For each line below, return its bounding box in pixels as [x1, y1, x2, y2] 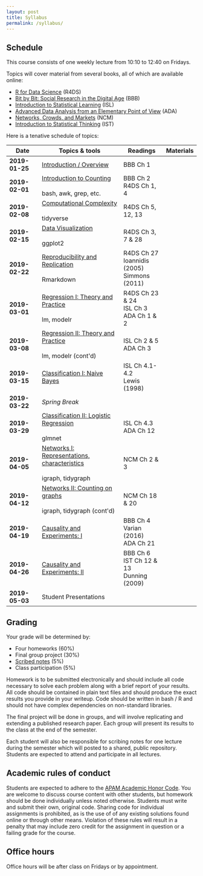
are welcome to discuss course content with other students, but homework [6, 790, 193, 798]
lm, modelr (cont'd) [42, 352, 97, 360]
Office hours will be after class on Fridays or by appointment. [6, 863, 158, 870]
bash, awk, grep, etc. [42, 189, 101, 198]
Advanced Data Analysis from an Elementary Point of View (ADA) [14, 108, 178, 115]
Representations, [42, 452, 90, 460]
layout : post [6, 8, 39, 15]
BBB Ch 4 [123, 516, 151, 525]
